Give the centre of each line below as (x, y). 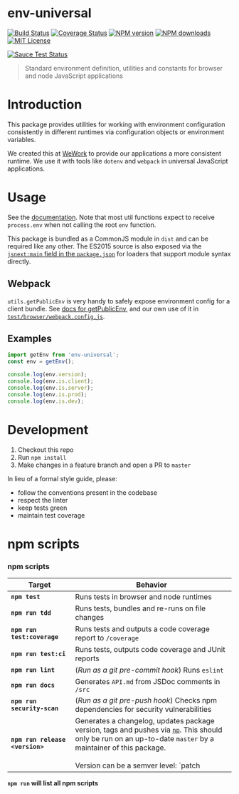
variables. (22, 139)
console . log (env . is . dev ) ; (46, 401)
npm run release (38, 739)
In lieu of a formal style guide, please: (62, 478)
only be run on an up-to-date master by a (145, 738)
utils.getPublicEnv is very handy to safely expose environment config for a (118, 301)
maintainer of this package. (121, 748)
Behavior (152, 585)
